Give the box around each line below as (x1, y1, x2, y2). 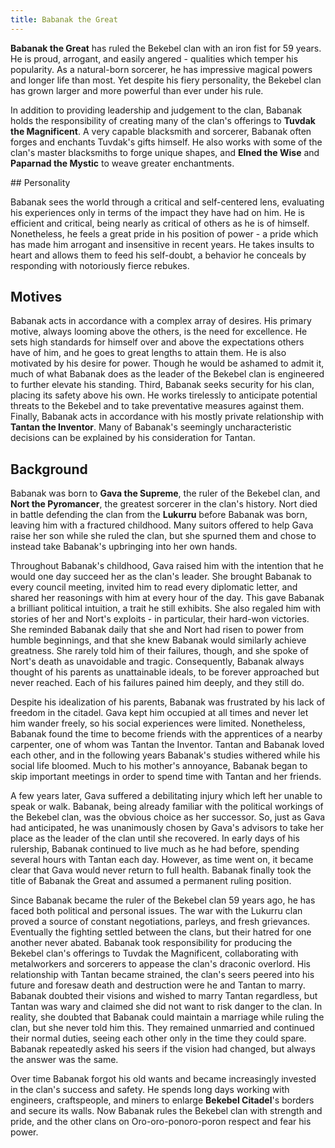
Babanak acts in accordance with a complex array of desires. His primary (10, 315, 312, 327)
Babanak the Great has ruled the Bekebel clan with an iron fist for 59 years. (10, 42, 322, 54)
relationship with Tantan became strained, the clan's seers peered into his (10, 969, 315, 981)
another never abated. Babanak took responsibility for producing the (10, 937, 293, 949)
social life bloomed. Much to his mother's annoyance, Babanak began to (10, 760, 308, 772)
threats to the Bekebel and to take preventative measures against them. (10, 400, 305, 412)
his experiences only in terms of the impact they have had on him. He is (10, 206, 305, 218)
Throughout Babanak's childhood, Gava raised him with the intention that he (10, 560, 324, 572)
